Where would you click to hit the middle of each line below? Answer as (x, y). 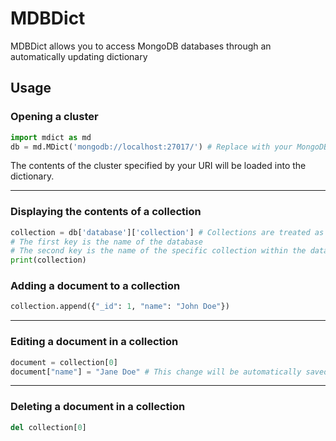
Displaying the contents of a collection (106, 212)
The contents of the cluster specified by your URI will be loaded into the (158, 166)
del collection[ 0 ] (48, 427)
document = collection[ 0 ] (64, 362)
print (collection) (48, 260)
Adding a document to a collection (95, 286)
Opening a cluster (54, 117)
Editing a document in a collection (94, 342)
